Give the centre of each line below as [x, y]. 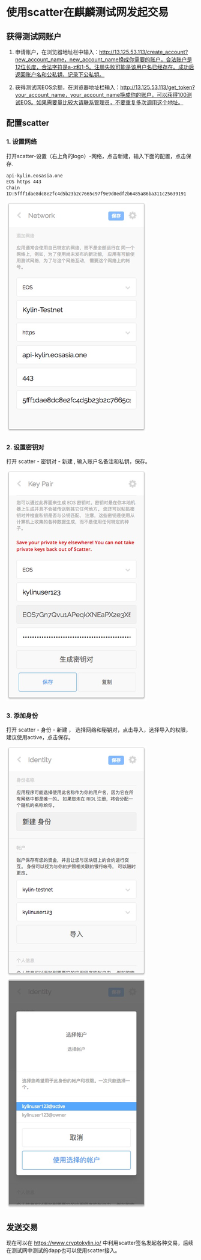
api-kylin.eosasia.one [34, 176]
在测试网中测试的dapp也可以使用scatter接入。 [63, 1250]
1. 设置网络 [22, 142]
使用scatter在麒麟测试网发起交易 [88, 12]
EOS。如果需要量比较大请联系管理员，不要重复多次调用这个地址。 [102, 102]
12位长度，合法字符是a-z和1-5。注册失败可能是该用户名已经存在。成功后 [104, 67]
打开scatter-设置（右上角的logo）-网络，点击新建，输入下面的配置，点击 [96, 156]
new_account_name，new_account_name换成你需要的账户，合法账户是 [103, 60]
